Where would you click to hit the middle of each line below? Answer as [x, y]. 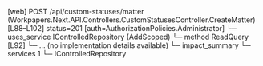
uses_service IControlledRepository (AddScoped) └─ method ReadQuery [128, 37]
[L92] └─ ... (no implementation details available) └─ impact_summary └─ [129, 45]
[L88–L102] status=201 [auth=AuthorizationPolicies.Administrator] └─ [122, 28]
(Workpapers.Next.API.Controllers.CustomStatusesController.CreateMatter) [131, 20]
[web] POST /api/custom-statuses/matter [76, 12]
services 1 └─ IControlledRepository [67, 54]
